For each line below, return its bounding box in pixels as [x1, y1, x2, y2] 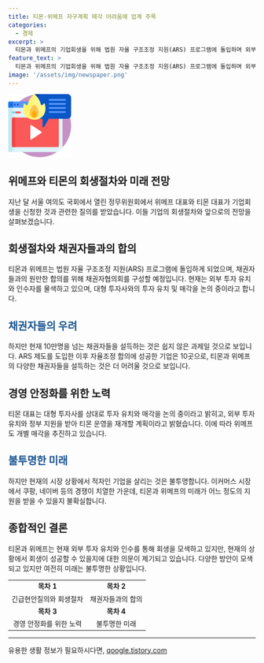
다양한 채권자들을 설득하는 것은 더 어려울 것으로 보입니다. [16, 361, 191, 371]
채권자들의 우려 [8, 319, 78, 333]
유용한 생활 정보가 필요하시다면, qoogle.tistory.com [8, 645, 167, 654]
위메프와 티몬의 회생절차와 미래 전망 [8, 174, 170, 188]
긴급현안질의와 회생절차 [11, 594, 84, 603]
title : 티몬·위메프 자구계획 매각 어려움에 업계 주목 [8, 13, 156, 20]
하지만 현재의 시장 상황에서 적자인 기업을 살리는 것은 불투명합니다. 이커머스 [8, 476, 237, 486]
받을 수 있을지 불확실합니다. [22, 496, 108, 505]
